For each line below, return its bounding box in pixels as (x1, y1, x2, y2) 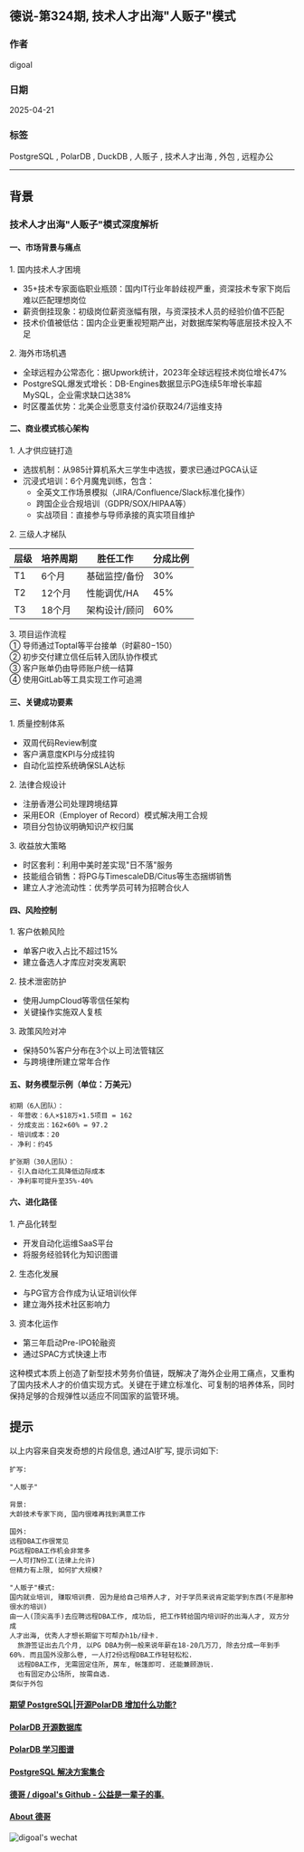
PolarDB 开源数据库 (9, 1722, 83, 1733)
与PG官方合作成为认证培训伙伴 (22, 1287, 138, 1298)
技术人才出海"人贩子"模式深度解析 (9, 218, 159, 231)
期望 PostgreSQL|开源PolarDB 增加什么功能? (9, 1699, 177, 1710)
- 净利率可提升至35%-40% (9, 1176, 93, 1185)
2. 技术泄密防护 (9, 976, 67, 987)
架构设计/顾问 (86, 604, 145, 616)
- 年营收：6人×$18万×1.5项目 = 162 (9, 1111, 133, 1120)
